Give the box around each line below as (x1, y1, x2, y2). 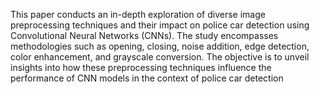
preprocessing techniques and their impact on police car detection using (10, 19, 310, 31)
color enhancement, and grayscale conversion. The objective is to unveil (10, 51, 310, 63)
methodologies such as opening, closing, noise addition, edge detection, (10, 40, 310, 52)
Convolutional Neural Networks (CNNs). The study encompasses (10, 30, 279, 41)
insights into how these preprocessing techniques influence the (10, 62, 272, 73)
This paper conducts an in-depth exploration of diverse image (10, 9, 266, 20)
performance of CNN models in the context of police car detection (10, 72, 284, 84)
